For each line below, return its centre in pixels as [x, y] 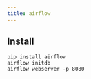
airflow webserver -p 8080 [46, 69]
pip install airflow [37, 57]
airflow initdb [29, 63]
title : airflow [29, 13]
